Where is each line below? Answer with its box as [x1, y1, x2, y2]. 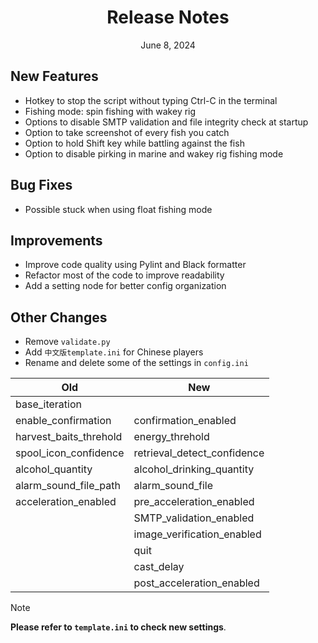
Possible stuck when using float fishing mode [24, 203, 213, 215]
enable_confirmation [15, 414, 112, 428]
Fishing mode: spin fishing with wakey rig [24, 105, 197, 117]
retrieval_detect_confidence [133, 446, 265, 460]
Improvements [10, 232, 103, 249]
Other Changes [10, 309, 108, 326]
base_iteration [15, 397, 82, 411]
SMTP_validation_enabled [133, 511, 255, 525]
